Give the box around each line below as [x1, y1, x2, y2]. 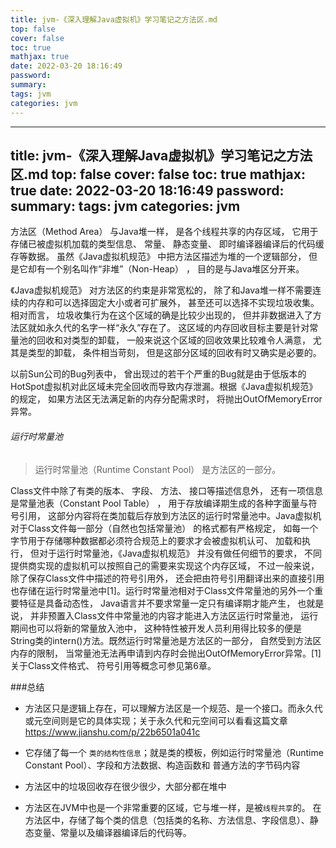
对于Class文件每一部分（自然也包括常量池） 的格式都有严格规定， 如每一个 [10, 522, 319, 534]
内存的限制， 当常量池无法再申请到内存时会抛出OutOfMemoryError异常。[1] [10, 647, 322, 659]
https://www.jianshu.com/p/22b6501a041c [24, 726, 201, 738]
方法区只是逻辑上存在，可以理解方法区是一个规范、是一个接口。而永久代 [24, 702, 323, 714]
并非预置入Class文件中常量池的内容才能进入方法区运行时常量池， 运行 [29, 609, 319, 621]
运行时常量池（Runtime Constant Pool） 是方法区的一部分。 [34, 463, 282, 475]
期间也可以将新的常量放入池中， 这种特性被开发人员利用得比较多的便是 [10, 622, 302, 634]
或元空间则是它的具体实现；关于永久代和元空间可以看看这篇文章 [24, 714, 288, 726]
